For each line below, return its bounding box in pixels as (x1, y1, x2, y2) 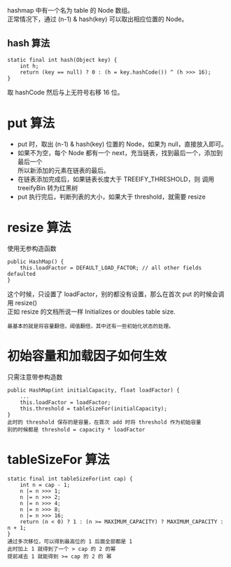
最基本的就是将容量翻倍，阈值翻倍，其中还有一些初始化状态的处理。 (7, 322, 174, 330)
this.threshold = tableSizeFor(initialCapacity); (20, 405, 168, 412)
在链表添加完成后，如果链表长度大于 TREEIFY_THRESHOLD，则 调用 (17, 175, 215, 183)
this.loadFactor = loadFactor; (20, 399, 111, 406)
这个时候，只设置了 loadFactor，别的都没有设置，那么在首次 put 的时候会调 (7, 290, 225, 298)
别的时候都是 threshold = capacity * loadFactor (7, 426, 146, 433)
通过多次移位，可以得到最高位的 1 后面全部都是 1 (7, 538, 133, 545)
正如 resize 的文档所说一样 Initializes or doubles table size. (7, 307, 176, 316)
